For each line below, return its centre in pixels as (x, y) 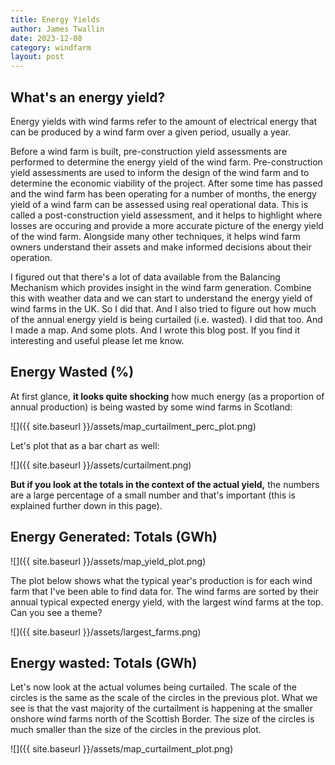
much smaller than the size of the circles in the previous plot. (136, 730)
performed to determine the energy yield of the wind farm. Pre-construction (166, 162)
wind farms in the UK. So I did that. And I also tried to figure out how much (163, 308)
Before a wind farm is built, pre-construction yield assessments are (149, 151)
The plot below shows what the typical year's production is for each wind (161, 580)
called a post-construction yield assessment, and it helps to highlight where (166, 215)
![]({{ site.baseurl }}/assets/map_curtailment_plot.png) (122, 749)
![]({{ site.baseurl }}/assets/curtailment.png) (101, 465)
